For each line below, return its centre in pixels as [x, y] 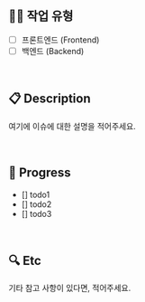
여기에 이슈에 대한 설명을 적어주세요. [72, 126]
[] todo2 [36, 204]
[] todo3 [36, 213]
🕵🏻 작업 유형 [41, 16]
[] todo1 [36, 194]
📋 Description [50, 99]
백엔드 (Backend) [53, 51]
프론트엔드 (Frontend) [60, 40]
